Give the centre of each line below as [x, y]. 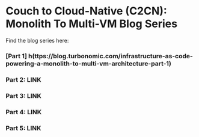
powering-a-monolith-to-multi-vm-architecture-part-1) [89, 63]
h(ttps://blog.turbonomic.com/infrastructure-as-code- [111, 56]
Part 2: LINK [23, 79]
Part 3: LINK [23, 96]
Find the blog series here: [37, 40]
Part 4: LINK [24, 112]
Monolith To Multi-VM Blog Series [92, 24]
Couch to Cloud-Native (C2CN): [87, 11]
